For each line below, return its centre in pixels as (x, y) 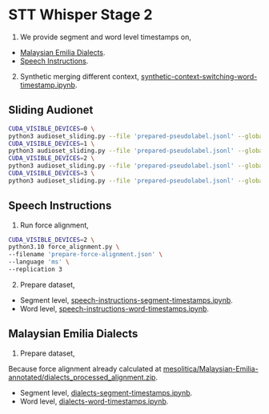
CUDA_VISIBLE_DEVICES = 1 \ (51, 143)
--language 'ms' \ (39, 262)
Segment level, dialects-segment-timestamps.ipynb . (106, 392)
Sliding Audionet (51, 110)
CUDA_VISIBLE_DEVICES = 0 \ (51, 129)
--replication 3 (35, 270)
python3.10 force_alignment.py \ (64, 247)
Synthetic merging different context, (80, 76)
